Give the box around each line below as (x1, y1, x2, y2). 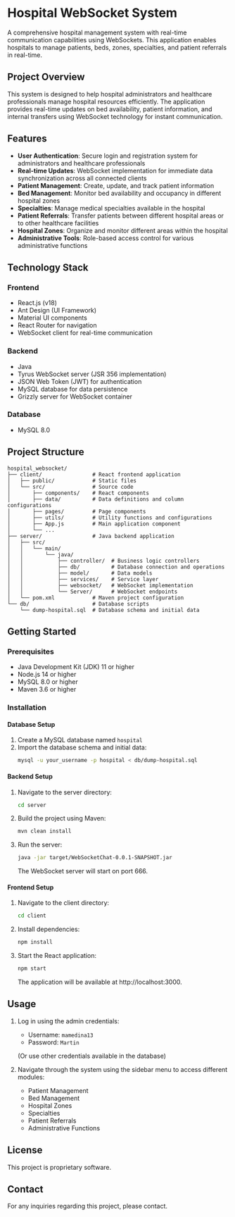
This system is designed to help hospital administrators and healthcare (7, 89, 212, 98)
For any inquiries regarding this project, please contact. (7, 1202, 167, 1211)
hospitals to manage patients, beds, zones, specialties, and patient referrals (7, 43, 227, 51)
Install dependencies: (17, 925, 80, 934)
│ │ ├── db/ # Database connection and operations (7, 563, 225, 570)
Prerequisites (7, 647, 54, 656)
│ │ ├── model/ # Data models (7, 569, 153, 577)
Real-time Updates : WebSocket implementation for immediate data (17, 166, 213, 175)
